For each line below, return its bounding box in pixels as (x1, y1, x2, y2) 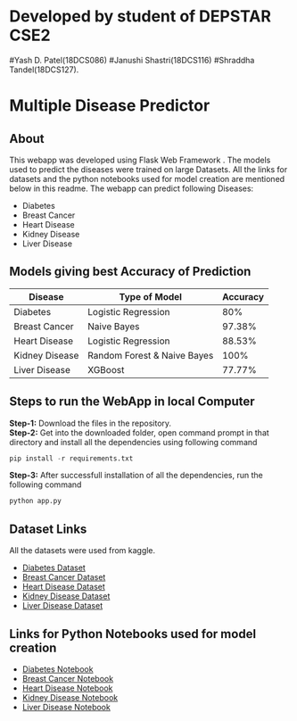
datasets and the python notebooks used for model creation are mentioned (9, 173, 285, 184)
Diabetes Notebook (21, 663, 94, 675)
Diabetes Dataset (21, 562, 87, 573)
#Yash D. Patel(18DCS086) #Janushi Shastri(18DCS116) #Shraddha (9, 54, 255, 65)
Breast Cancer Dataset (21, 572, 106, 583)
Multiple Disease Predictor (9, 95, 210, 116)
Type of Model (119, 290, 183, 302)
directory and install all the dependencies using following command (9, 436, 258, 447)
